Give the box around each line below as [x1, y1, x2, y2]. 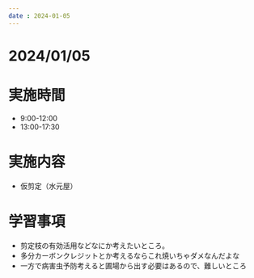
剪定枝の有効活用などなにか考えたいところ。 [19, 240, 170, 251]
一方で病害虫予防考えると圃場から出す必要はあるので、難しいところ [19, 260, 247, 271]
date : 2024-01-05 [8, 11, 70, 20]
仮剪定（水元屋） [19, 181, 78, 191]
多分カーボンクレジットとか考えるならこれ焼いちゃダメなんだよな [19, 251, 240, 260]
